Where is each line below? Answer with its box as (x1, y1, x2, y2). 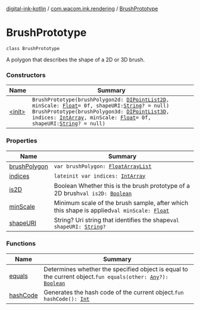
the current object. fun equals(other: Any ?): (43, 272, 168, 281)
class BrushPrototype (6, 45, 60, 51)
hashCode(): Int (43, 295, 90, 302)
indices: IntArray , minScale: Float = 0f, (32, 114, 151, 121)
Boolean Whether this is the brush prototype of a (54, 181, 190, 190)
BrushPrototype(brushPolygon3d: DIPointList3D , (32, 108, 170, 115)
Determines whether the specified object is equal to (43, 265, 189, 273)
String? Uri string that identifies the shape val (54, 216, 180, 224)
